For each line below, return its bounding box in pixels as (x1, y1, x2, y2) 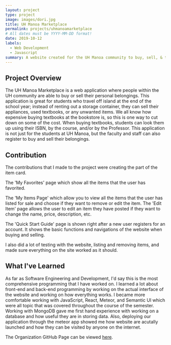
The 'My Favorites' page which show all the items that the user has (5, 179, 146, 185)
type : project (5, 12, 36, 17)
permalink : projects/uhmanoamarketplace (5, 26, 93, 32)
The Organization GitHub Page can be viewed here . (5, 334, 113, 340)
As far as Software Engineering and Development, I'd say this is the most (5, 275, 158, 281)
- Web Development (10, 45, 49, 50)
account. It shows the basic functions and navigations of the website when (5, 226, 162, 232)
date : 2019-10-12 (5, 36, 42, 41)
